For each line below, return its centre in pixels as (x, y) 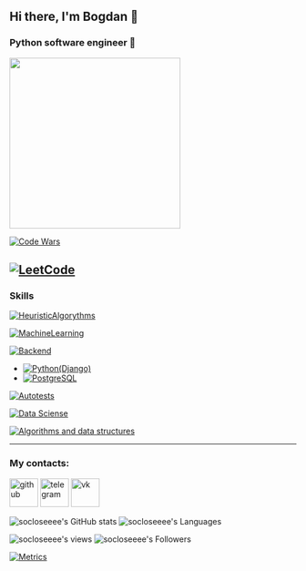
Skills (22, 296)
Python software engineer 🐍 (73, 43)
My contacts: (40, 464)
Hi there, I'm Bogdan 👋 (74, 17)
